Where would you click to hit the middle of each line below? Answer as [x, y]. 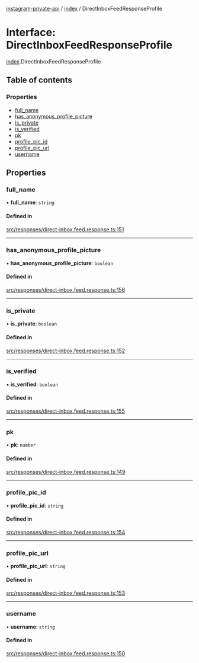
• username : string [31, 627]
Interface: [31, 33]
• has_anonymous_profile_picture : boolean [60, 263]
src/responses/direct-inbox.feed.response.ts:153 [66, 593]
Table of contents [39, 80]
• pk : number [21, 445]
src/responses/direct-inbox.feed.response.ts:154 [66, 533]
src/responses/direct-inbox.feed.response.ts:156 [66, 290]
